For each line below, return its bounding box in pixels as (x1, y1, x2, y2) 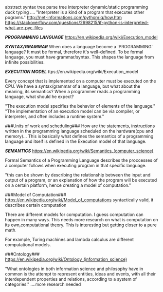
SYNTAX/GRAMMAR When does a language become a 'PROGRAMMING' (5, 44, 153, 49)
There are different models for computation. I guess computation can (5, 212, 144, 217)
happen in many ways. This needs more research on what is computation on (5, 217, 158, 222)
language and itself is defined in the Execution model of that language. (5, 138, 147, 144)
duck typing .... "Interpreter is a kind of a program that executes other (5, 9, 145, 15)
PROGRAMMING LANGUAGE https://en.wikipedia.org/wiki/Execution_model (5, 34, 158, 40)
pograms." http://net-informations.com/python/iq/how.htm (5, 15, 122, 20)
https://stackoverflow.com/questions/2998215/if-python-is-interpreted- (5, 19, 149, 25)
